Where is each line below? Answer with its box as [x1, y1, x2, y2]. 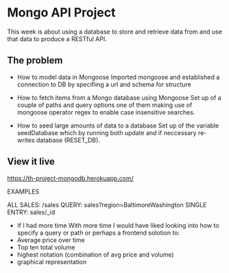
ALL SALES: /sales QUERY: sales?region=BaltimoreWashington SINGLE [7, 200, 207, 209]
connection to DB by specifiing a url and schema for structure [16, 80, 192, 88]
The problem [7, 55, 63, 67]
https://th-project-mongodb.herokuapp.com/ [7, 174, 134, 182]
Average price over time [16, 235, 86, 244]
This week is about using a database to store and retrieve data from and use [7, 27, 223, 36]
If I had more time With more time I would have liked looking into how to [16, 221, 219, 229]
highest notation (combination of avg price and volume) [16, 250, 174, 259]
